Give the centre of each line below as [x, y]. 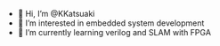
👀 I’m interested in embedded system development [111, 23]
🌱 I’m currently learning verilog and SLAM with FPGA [114, 32]
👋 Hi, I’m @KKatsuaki [56, 14]
